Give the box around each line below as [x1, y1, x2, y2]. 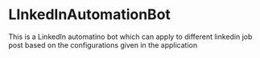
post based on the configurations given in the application [8, 40, 198, 49]
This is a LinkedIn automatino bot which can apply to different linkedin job [8, 32, 253, 41]
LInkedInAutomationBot [8, 6, 171, 24]
